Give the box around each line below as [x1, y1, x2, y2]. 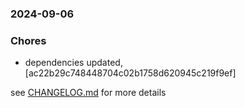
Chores [10, 33, 47, 47]
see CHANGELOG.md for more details [10, 87, 167, 99]
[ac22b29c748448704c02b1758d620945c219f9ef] [24, 67, 237, 79]
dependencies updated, [24, 57, 123, 69]
